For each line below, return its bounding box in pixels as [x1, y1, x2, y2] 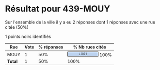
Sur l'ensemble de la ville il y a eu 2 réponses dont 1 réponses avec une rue [5, 19, 156, 25]
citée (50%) [5, 24, 29, 30]
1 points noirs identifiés [5, 34, 51, 39]
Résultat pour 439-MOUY [5, 3, 111, 14]
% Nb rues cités [73, 44, 107, 50]
